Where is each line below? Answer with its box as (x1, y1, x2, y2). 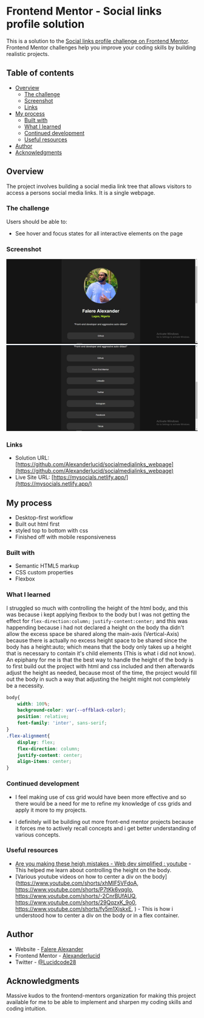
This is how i (141, 905, 173, 912)
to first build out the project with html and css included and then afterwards (6, 662, 195, 670)
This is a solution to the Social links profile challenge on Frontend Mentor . (6, 37, 190, 44)
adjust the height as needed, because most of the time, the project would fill (6, 669, 197, 676)
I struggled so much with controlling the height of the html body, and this (6, 604, 188, 612)
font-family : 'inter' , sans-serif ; (17, 720, 107, 727)
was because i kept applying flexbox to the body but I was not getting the (6, 610, 190, 618)
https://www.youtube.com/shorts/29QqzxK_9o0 (15, 899, 135, 906)
